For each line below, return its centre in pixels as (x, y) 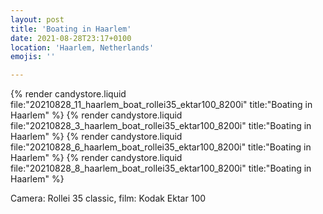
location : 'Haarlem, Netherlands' (82, 47)
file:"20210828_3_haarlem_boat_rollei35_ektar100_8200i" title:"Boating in (161, 126)
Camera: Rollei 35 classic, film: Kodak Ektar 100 (108, 198)
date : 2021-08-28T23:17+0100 (71, 38)
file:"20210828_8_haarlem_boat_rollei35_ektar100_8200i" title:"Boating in (161, 168)
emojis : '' (33, 57)
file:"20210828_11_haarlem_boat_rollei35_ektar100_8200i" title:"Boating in (161, 105)
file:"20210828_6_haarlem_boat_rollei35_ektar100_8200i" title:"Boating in (161, 147)
